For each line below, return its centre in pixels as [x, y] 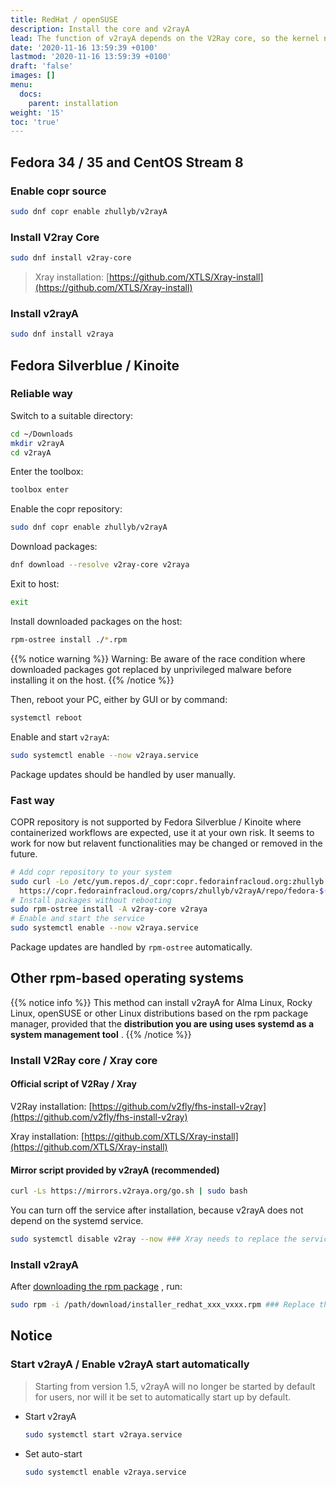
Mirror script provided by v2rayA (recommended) [115, 1170]
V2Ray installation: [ [51, 1106]
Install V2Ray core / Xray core [84, 1060]
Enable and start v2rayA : [60, 737]
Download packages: [54, 547]
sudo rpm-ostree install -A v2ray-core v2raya [109, 909]
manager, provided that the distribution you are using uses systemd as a [162, 1023]
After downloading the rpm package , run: [96, 1287]
